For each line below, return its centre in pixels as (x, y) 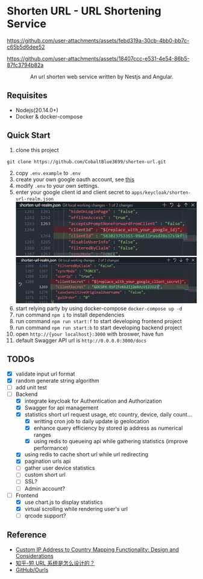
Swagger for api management (61, 407)
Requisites (27, 95)
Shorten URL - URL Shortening (84, 11)
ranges (42, 435)
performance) (51, 448)
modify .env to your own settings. (57, 185)
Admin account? (45, 488)
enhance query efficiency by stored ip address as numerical (108, 428)
